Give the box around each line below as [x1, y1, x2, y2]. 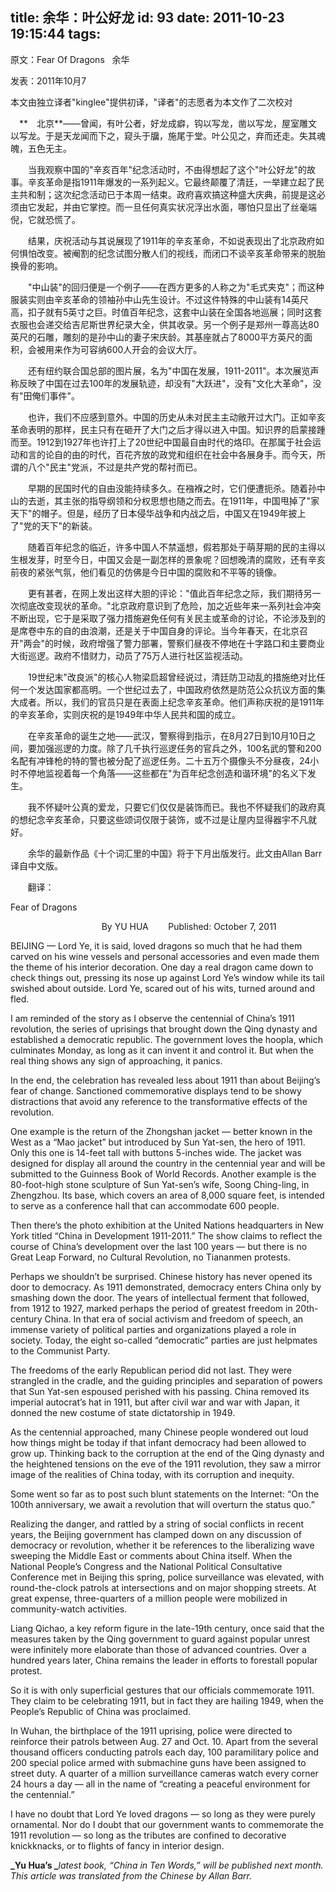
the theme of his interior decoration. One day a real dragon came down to [10, 961, 314, 973]
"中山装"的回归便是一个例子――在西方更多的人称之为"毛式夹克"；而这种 [27, 281, 325, 293]
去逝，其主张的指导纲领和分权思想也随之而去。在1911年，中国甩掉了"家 [27, 494, 320, 507]
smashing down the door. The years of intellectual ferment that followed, [10, 1291, 310, 1303]
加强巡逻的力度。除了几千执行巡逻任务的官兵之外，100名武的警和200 [36, 742, 322, 754]
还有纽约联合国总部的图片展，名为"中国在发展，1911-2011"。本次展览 [27, 364, 311, 377]
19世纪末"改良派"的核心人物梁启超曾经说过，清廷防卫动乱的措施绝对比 [27, 671, 317, 683]
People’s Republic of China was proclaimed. [10, 1705, 192, 1717]
